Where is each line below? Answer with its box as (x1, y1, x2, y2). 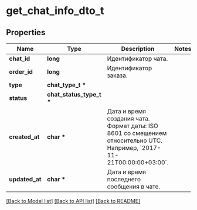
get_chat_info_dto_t (6, 4, 104, 18)
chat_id (9, 54, 30, 63)
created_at (9, 133, 40, 141)
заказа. (107, 71, 128, 80)
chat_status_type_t (46, 91, 101, 98)
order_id (9, 68, 33, 75)
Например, (107, 144, 139, 152)
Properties (6, 27, 46, 37)
